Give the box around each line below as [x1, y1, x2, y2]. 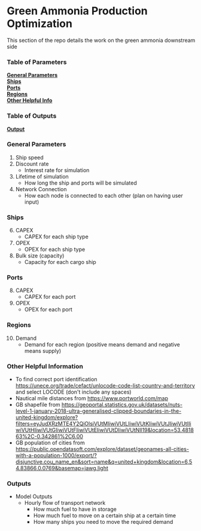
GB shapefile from [15, 401, 60, 409]
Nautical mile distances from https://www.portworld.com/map [15, 395, 168, 402]
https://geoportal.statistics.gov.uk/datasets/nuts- [61, 401, 183, 409]
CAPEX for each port [24, 293, 76, 300]
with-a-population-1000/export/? [15, 452, 98, 459]
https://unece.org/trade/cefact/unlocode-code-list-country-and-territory [15, 382, 195, 389]
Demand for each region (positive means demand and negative [24, 340, 180, 348]
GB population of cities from [15, 439, 86, 446]
